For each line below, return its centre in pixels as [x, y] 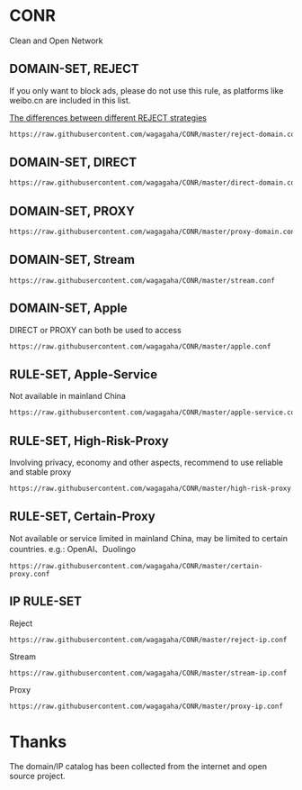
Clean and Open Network [56, 41]
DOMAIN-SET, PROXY [72, 211]
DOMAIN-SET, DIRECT [73, 163]
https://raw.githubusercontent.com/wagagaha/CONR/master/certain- [136, 566]
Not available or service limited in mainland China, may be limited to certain [148, 538]
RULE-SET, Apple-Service [84, 374]
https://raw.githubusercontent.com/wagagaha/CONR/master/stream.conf [142, 280]
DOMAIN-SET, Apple [68, 309]
